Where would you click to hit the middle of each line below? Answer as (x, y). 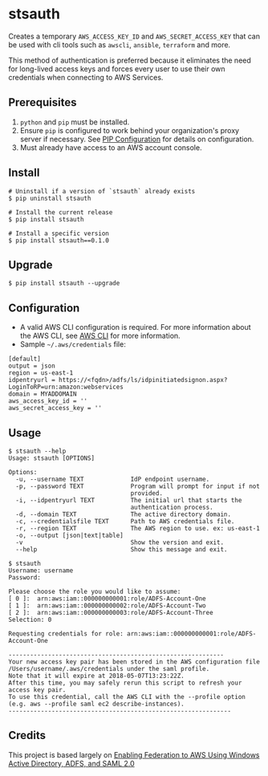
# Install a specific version (59, 234)
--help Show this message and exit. (122, 550)
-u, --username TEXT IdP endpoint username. (113, 479)
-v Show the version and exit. (120, 542)
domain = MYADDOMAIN (43, 394)
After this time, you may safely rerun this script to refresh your (125, 683)
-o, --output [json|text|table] (70, 535)
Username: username (41, 571)
